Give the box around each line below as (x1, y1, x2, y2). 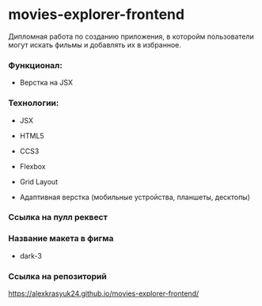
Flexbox (19, 161, 46, 171)
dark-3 (19, 251, 42, 260)
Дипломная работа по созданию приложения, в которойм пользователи (8, 32, 255, 41)
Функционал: (8, 59, 63, 70)
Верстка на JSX (19, 77, 74, 88)
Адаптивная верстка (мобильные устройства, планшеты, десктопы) (19, 192, 251, 202)
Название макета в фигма (8, 233, 114, 244)
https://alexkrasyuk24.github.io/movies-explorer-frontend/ (8, 289, 199, 298)
